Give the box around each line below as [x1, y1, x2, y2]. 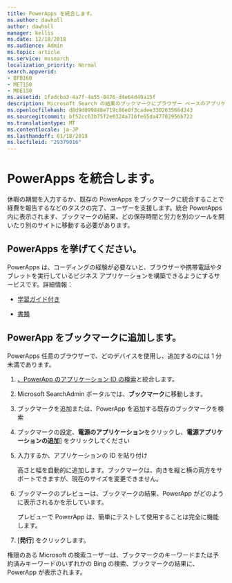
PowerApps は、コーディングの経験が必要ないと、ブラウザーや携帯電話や [7, 262, 216, 271]
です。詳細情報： [25, 280, 74, 288]
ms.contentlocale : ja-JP [7, 126, 79, 133]
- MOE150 [7, 87, 32, 94]
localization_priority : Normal [7, 62, 97, 69]
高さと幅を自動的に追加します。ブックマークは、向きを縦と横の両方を [17, 465, 217, 474]
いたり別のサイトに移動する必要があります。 [7, 221, 134, 229]
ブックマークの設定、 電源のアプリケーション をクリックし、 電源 [17, 427, 199, 436]
